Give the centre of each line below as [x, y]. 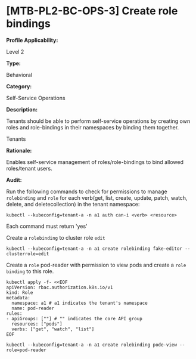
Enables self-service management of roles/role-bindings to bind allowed [95, 162]
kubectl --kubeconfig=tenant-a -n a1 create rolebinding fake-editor [94, 249]
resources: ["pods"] [37, 324]
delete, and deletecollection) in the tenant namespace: [73, 204]
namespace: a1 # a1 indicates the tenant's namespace [80, 303]
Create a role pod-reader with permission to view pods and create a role [96, 265]
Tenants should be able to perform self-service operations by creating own [98, 121]
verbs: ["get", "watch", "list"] [53, 329]
